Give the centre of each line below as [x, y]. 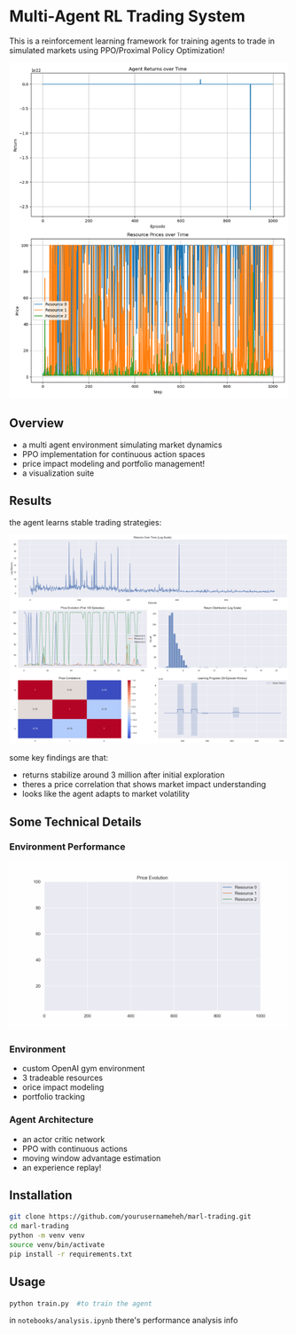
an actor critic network [63, 1139]
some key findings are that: [59, 758]
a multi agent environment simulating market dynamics [122, 445]
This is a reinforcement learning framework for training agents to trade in [142, 41]
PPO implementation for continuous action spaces [113, 454]
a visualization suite [58, 473]
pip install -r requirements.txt [71, 1254]
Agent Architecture [52, 1120]
